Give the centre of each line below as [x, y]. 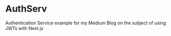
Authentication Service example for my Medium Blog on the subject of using [86, 23]
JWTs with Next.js [24, 28]
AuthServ [26, 9]
